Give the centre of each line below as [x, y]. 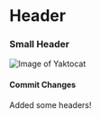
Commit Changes [43, 85]
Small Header [40, 44]
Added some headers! [50, 104]
